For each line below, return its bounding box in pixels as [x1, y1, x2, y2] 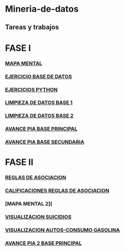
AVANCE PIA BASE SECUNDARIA [5, 138, 84, 145]
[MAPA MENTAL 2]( [5, 201, 53, 207]
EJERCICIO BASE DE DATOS [5, 73, 72, 80]
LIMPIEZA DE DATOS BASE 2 [5, 113, 74, 119]
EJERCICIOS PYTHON [5, 86, 58, 93]
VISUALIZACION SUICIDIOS [5, 214, 72, 221]
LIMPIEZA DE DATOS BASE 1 [5, 99, 73, 106]
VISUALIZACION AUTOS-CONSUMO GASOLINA [5, 227, 120, 233]
